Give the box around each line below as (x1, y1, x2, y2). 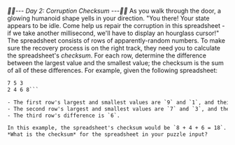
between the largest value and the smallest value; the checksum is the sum (7, 59, 224, 67)
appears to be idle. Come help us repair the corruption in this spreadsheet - (7, 22, 225, 29)
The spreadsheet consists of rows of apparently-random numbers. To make (7, 36, 226, 45)
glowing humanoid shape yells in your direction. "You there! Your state (7, 14, 210, 22)
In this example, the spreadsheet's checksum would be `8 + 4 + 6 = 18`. (7, 125, 227, 132)
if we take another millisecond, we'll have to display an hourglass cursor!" (7, 29, 220, 37)
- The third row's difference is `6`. (7, 112, 120, 119)
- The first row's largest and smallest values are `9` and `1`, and (7, 99, 215, 106)
